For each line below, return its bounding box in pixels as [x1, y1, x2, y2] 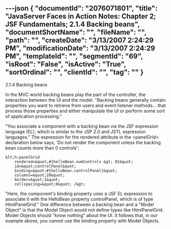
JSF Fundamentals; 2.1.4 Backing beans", [5, 20, 140, 29]
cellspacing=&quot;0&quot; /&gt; [14, 181, 86, 187]
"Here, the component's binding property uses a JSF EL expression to [5, 190, 153, 196]
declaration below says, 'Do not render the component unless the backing [5, 139, 161, 145]
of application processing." [5, 113, 62, 119]
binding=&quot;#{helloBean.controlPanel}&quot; [14, 168, 117, 173]
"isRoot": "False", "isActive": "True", [5, 60, 126, 68]
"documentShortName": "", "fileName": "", [5, 28, 146, 37]
